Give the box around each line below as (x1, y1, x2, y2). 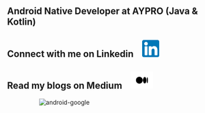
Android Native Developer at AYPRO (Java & (7, 5, 198, 17)
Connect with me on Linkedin (7, 48, 134, 60)
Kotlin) (7, 16, 36, 28)
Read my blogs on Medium (7, 80, 123, 92)
